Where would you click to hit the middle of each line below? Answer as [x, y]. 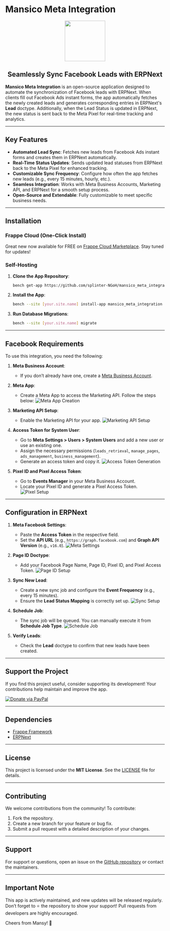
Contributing [26, 796]
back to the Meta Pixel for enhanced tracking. [60, 168]
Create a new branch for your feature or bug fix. [62, 824]
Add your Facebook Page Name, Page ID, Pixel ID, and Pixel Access [91, 565]
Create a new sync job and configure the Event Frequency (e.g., [88, 590]
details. [13, 775]
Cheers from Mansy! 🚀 [29, 923]
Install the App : [29, 295]
